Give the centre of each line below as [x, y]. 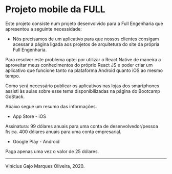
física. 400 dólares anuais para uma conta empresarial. [63, 132]
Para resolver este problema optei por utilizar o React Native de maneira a [83, 59]
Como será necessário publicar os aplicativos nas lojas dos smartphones [82, 86]
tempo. [13, 76]
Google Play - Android [36, 141]
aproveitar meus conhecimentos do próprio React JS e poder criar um [79, 65]
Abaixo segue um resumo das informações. [51, 106]
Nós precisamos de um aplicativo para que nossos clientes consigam [86, 39]
